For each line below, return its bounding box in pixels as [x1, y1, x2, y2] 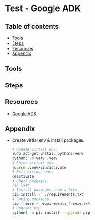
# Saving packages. [12, 197, 52, 202]
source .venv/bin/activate [12, 165, 67, 170]
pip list [12, 183, 30, 188]
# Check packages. [12, 178, 49, 184]
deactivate [12, 174, 34, 179]
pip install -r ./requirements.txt [12, 192, 84, 197]
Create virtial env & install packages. [12, 137, 85, 143]
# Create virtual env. [12, 147, 58, 152]
